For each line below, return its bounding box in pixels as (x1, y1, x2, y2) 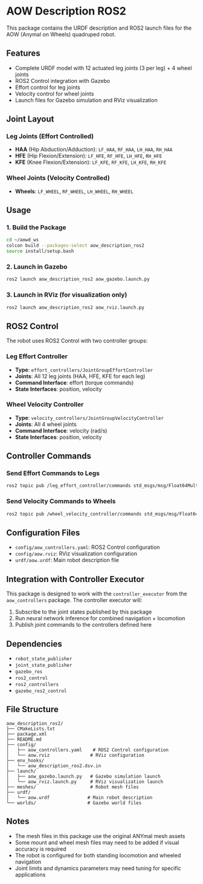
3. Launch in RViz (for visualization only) (6, 290, 127, 299)
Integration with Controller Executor (6, 574, 145, 584)
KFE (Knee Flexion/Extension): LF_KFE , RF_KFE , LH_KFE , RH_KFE (14, 159, 167, 166)
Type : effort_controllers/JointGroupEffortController (14, 366, 153, 373)
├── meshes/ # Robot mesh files (6, 784, 139, 790)
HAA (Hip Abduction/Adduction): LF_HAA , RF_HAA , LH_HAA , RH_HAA (14, 146, 173, 153)
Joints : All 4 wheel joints (14, 421, 77, 428)
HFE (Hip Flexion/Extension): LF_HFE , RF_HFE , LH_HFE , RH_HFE (14, 152, 163, 160)
